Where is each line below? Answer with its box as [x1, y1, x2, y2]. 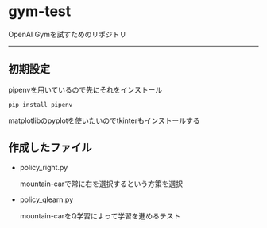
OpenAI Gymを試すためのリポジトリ [8, 29, 127, 39]
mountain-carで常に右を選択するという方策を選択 [19, 179, 183, 188]
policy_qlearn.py [19, 195, 74, 204]
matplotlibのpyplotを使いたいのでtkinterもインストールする [8, 116, 200, 125]
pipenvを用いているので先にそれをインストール [8, 85, 163, 94]
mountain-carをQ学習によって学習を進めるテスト [19, 211, 181, 220]
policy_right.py [19, 162, 68, 172]
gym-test [8, 2, 72, 21]
